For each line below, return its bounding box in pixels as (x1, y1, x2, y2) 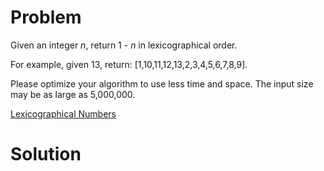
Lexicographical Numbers (10, 107, 117, 120)
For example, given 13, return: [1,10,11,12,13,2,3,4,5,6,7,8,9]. (10, 58, 248, 70)
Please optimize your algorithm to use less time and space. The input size (10, 77, 314, 90)
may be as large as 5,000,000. (10, 88, 136, 100)
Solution (10, 143, 82, 166)
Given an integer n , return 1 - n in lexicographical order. (10, 39, 238, 51)
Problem (10, 6, 82, 29)
